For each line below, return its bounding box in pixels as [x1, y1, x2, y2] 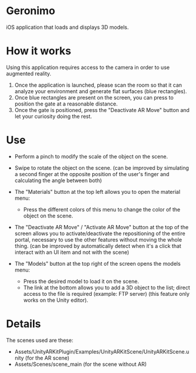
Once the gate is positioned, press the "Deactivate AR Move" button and [14, 106, 190, 113]
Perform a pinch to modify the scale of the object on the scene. [14, 153, 168, 160]
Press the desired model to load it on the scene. [23, 278, 139, 285]
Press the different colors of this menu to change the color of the [23, 206, 181, 213]
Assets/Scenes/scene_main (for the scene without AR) [14, 361, 147, 368]
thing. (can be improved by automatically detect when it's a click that [14, 242, 182, 249]
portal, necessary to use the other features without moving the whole [14, 236, 183, 243]
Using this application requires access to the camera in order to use [6, 64, 170, 71]
